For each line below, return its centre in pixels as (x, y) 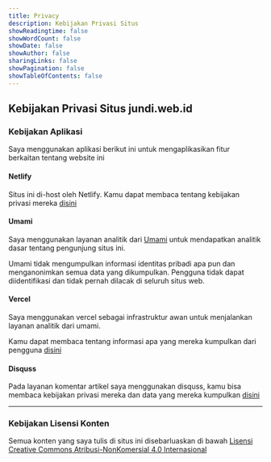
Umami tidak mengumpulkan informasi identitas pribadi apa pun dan (122, 263)
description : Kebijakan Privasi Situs (73, 23)
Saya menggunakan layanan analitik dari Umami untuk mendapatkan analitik (135, 239)
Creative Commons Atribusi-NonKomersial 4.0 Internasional (108, 450)
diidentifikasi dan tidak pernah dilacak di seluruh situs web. (107, 280)
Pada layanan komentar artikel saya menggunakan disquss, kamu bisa (125, 386)
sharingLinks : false (43, 61)
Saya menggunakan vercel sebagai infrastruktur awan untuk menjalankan (130, 317)
